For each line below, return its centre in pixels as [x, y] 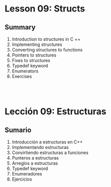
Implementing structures [37, 44]
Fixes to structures [31, 60]
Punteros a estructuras [35, 158]
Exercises [22, 76]
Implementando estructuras [40, 147]
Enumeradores [27, 174]
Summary [20, 27]
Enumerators [25, 71]
